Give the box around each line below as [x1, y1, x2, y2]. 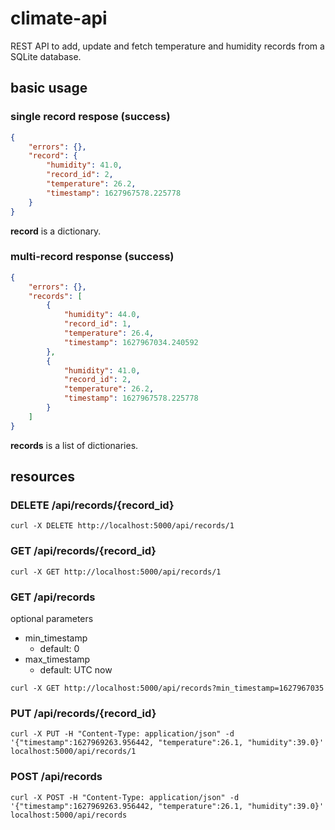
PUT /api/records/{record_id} [10, 706, 157, 720]
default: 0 [39, 642, 80, 654]
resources [10, 468, 75, 486]
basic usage [10, 80, 88, 97]
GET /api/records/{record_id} [10, 544, 157, 558]
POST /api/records [10, 770, 103, 784]
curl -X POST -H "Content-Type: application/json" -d [10, 792, 240, 802]
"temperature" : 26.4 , [63, 328, 155, 339]
